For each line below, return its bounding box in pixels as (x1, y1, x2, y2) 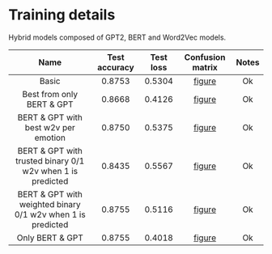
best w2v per (24, 121, 75, 133)
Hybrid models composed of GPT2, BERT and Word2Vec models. (8, 32, 227, 42)
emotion (34, 132, 66, 143)
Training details (8, 6, 116, 24)
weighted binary (19, 198, 81, 210)
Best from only (22, 88, 79, 99)
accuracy (96, 61, 135, 73)
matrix (192, 61, 219, 73)
